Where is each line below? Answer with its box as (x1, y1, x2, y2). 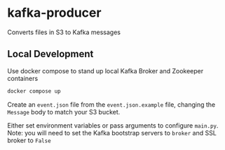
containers (7, 74, 39, 82)
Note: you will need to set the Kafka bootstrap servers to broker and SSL (7, 128, 217, 137)
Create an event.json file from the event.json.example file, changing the (7, 100, 216, 109)
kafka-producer (7, 5, 102, 21)
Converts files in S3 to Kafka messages (7, 28, 121, 36)
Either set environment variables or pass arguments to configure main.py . (7, 121, 219, 130)
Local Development (7, 48, 94, 60)
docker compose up (7, 87, 61, 95)
